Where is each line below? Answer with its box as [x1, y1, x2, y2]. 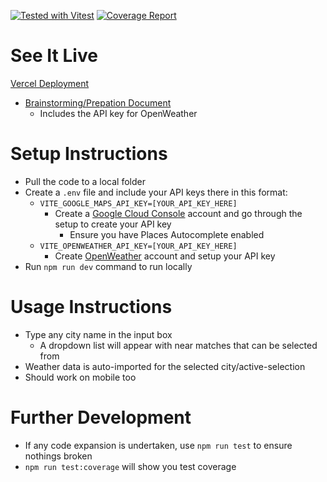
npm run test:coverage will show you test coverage [24, 460, 237, 472]
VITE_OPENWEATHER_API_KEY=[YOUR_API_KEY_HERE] [39, 241, 238, 251]
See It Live [10, 45, 98, 67]
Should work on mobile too [24, 371, 137, 383]
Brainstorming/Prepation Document [24, 96, 172, 109]
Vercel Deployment [10, 77, 90, 89]
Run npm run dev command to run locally [24, 260, 193, 272]
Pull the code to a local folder [24, 175, 147, 187]
